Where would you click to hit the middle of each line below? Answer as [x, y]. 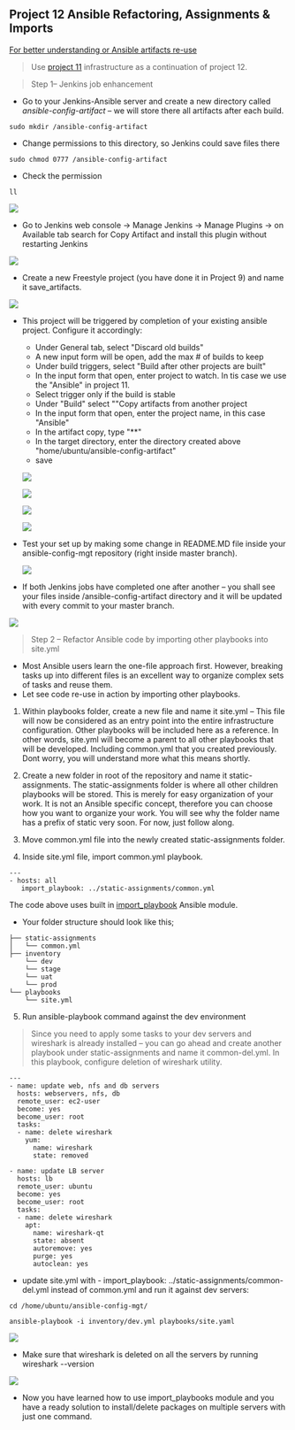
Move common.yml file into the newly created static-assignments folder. [153, 839]
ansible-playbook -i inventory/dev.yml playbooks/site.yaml [122, 1321]
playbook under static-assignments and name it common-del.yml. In [155, 1052]
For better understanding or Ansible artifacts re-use [103, 50]
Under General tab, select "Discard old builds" [119, 347]
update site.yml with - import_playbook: [94, 1280]
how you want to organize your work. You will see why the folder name [151, 812]
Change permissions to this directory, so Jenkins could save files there [151, 143]
